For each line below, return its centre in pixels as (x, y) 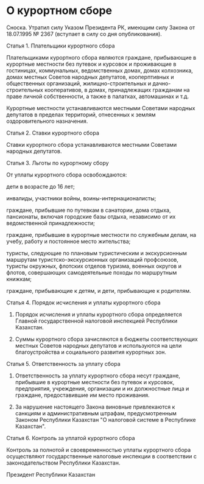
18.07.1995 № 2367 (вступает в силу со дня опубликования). (84, 33)
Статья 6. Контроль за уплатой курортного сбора (71, 438)
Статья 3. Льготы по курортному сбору (58, 163)
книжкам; (19, 279)
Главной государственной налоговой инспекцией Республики (96, 321)
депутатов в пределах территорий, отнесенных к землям (81, 114)
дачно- (162, 83)
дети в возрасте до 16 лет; (40, 186)
